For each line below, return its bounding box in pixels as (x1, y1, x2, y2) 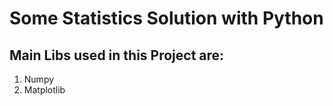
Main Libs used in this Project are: (9, 47, 225, 64)
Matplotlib (23, 84, 66, 96)
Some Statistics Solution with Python (9, 7, 324, 30)
